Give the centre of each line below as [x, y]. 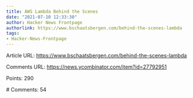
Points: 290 [20, 78]
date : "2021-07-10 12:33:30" [42, 17]
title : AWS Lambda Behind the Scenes [52, 11]
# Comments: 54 [26, 89]
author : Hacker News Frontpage [44, 22]
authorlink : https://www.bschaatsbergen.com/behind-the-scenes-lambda [94, 28]
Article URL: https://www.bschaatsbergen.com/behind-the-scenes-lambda [97, 55]
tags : [13, 33]
